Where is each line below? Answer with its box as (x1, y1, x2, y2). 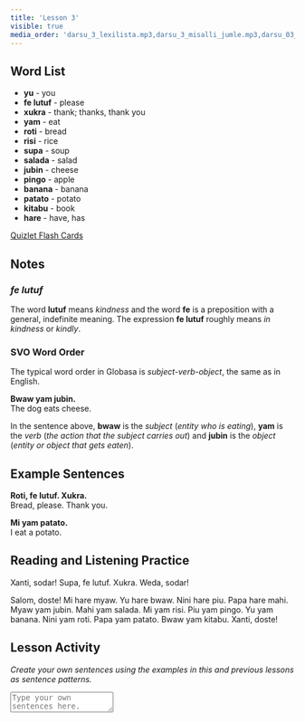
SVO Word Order (10, 346, 85, 358)
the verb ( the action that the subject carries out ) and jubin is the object (10, 431, 276, 442)
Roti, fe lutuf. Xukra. (10, 489, 88, 500)
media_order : (10, 30, 60, 39)
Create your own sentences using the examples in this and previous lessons (10, 664, 295, 675)
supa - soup (23, 146, 71, 157)
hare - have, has (23, 213, 85, 223)
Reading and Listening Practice (10, 553, 190, 568)
